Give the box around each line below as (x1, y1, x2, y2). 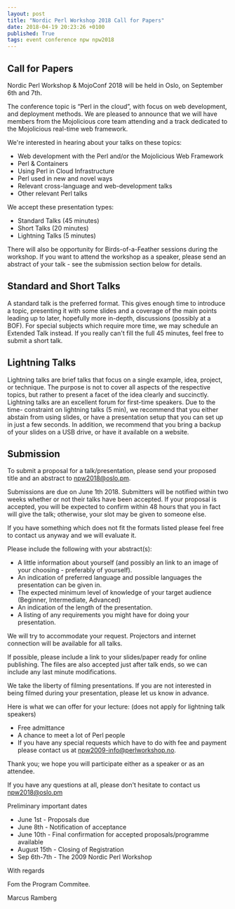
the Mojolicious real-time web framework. (7, 124, 128, 133)
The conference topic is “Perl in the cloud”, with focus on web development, (7, 102, 227, 110)
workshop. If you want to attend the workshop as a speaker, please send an (7, 252, 227, 261)
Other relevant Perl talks (17, 189, 88, 198)
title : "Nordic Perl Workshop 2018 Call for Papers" (7, 17, 165, 24)
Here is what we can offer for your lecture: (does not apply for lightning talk (7, 702, 226, 711)
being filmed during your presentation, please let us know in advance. (7, 689, 209, 697)
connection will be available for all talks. (7, 639, 123, 647)
